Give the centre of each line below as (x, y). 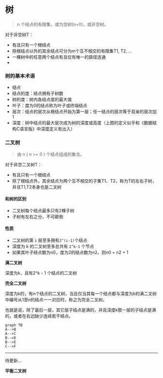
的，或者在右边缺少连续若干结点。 (39, 316)
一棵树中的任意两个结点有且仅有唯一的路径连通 (59, 57)
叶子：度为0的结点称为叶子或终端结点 (49, 106)
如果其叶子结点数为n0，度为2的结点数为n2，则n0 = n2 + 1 (70, 252)
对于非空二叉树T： (24, 164)
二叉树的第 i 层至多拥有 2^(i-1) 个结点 (49, 240)
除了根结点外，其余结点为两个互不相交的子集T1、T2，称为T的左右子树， (84, 181)
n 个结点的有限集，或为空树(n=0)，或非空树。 (63, 24)
